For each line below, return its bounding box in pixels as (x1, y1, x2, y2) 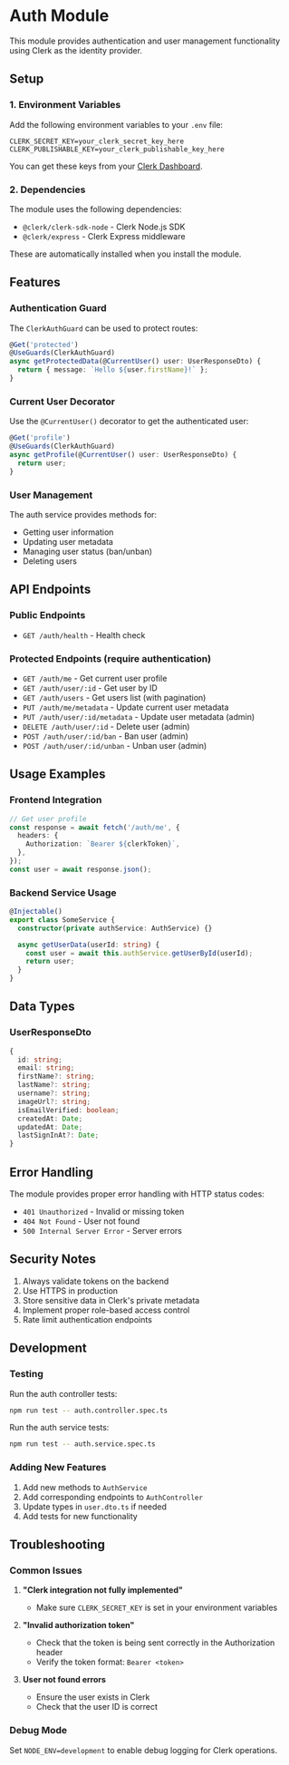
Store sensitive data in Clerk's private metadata (22, 1295, 200, 1305)
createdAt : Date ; (17, 1114, 83, 1123)
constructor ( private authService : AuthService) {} (17, 924, 213, 933)
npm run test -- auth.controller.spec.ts (9, 1406, 169, 1415)
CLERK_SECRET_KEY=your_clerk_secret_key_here (9, 137, 184, 146)
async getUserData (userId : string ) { (17, 940, 160, 949)
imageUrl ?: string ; (17, 1097, 92, 1106)
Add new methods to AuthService (22, 1481, 148, 1492)
